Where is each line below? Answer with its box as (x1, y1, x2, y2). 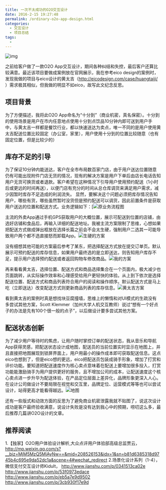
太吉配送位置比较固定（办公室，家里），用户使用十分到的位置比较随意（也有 (5, 130, 159, 136)
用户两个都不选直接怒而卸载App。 (9, 233, 79, 239)
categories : (5, 21, 30, 26)
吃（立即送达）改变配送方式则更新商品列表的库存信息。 (5, 285, 118, 291)
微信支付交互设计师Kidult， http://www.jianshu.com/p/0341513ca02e (5, 463, 146, 469)
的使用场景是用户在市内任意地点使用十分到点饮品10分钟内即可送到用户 (5, 118, 148, 124)
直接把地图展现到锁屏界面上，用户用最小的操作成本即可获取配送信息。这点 (9, 350, 161, 356)
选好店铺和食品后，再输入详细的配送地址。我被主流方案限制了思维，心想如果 (5, 220, 161, 226)
